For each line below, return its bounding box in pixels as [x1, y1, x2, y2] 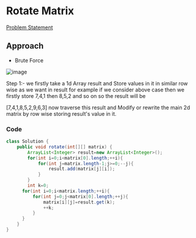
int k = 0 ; [27, 183, 49, 189]
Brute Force [14, 56, 44, 64]
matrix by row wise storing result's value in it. [6, 110, 117, 117]
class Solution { [6, 138, 49, 145]
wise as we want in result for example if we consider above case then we [6, 86, 185, 93]
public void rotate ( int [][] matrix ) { [17, 144, 113, 150]
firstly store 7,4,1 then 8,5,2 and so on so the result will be [6, 92, 146, 99]
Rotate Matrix [6, 4, 75, 18]
